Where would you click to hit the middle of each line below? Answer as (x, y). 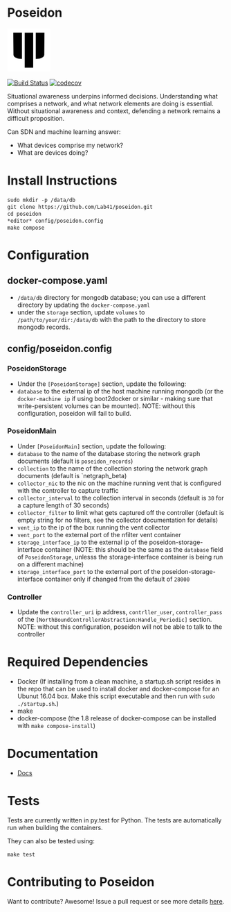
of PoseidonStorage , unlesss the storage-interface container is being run (120, 557)
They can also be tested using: (51, 841)
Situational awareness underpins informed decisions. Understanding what (112, 96)
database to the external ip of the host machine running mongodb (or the (120, 391)
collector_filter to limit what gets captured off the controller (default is (121, 512)
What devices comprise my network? (70, 145)
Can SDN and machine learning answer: (64, 132)
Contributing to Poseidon (81, 882)
